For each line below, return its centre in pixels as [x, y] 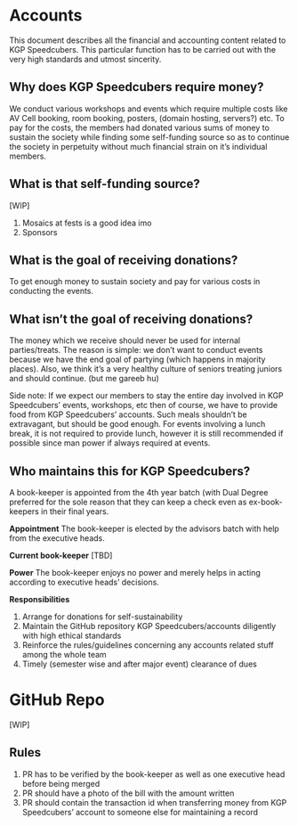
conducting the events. [52, 291]
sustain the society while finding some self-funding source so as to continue [149, 137]
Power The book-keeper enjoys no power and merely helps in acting [135, 572]
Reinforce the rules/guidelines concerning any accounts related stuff [148, 645]
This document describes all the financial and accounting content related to [148, 40]
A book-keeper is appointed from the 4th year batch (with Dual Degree [139, 492]
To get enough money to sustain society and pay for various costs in [135, 282]
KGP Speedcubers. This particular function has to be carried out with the [143, 49]
